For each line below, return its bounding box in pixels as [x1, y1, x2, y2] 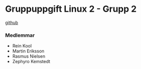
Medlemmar [5, 32, 35, 39]
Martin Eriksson [12, 48, 45, 54]
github [5, 20, 18, 25]
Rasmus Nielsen [12, 53, 46, 59]
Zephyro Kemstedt [12, 59, 50, 65]
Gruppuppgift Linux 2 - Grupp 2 [5, 3, 137, 15]
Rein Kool [12, 43, 32, 49]
